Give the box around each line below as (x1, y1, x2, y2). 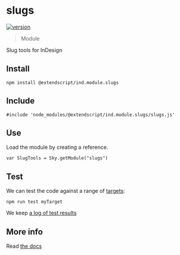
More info (6, 226, 43, 236)
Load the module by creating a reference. (6, 144, 109, 151)
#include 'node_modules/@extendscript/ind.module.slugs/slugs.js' (6, 112, 175, 118)
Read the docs (6, 242, 42, 250)
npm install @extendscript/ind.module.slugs (6, 79, 119, 85)
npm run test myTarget (6, 199, 63, 205)
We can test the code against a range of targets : (6, 188, 126, 195)
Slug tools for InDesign (6, 46, 63, 54)
